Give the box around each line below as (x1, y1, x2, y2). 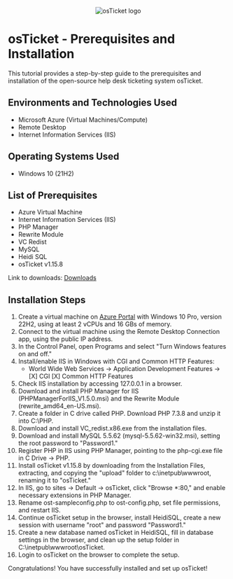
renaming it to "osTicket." (17, 476, 92, 484)
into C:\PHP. (17, 417, 54, 425)
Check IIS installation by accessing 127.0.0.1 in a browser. (17, 379, 183, 388)
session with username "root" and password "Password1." (17, 521, 186, 529)
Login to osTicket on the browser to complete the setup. (17, 550, 180, 559)
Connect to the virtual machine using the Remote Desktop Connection (17, 328, 220, 336)
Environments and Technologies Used (8, 97, 178, 109)
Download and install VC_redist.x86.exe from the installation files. (17, 424, 207, 433)
